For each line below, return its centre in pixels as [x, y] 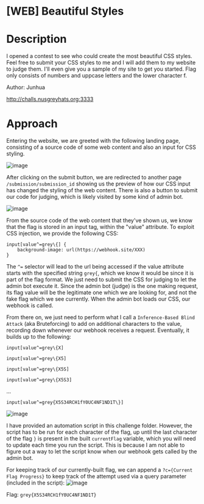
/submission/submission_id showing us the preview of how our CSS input [98, 184]
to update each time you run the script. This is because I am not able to [96, 445]
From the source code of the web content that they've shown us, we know [100, 220]
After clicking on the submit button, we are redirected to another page [94, 178]
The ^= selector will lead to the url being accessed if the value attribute [95, 267]
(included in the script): [36, 483]
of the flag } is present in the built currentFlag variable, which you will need [101, 439]
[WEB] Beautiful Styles [65, 11]
